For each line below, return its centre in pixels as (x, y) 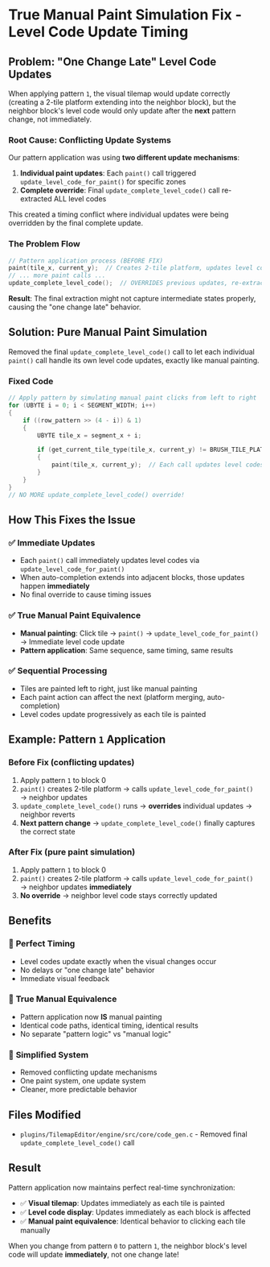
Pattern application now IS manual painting (91, 1016)
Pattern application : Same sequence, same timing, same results (127, 650)
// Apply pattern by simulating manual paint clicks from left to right (133, 398)
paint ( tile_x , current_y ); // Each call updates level (147, 465)
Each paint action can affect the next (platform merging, (112, 697)
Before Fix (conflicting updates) (72, 763)
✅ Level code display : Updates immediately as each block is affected (135, 1212)
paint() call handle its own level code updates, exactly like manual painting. (134, 360)
